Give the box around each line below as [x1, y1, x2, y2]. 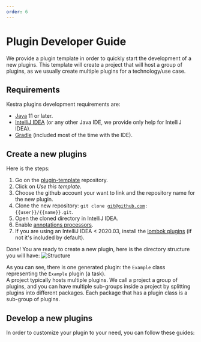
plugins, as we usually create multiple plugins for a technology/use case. [6, 67, 186, 75]
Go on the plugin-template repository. [14, 177, 108, 184]
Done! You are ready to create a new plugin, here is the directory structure [6, 246, 190, 253]
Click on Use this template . [14, 183, 82, 190]
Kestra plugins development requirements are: [6, 100, 121, 108]
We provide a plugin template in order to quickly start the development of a [6, 55, 192, 62]
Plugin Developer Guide [6, 34, 127, 48]
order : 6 [6, 8, 28, 15]
